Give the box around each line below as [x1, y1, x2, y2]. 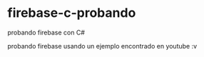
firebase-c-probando [7, 5, 136, 21]
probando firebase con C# [7, 28, 86, 37]
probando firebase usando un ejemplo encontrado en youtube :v [7, 42, 198, 50]
